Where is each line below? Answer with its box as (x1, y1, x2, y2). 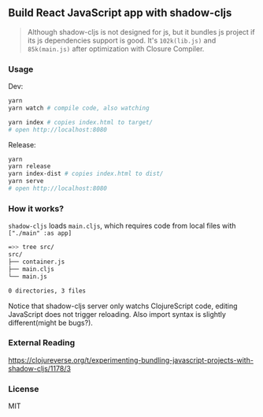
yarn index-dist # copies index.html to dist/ (8, 169, 164, 178)
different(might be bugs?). (8, 318, 93, 327)
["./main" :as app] (8, 229, 72, 237)
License (8, 383, 39, 394)
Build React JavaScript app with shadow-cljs (8, 6, 232, 20)
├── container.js (8, 258, 65, 266)
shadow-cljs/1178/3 (8, 363, 71, 373)
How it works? (8, 203, 65, 214)
